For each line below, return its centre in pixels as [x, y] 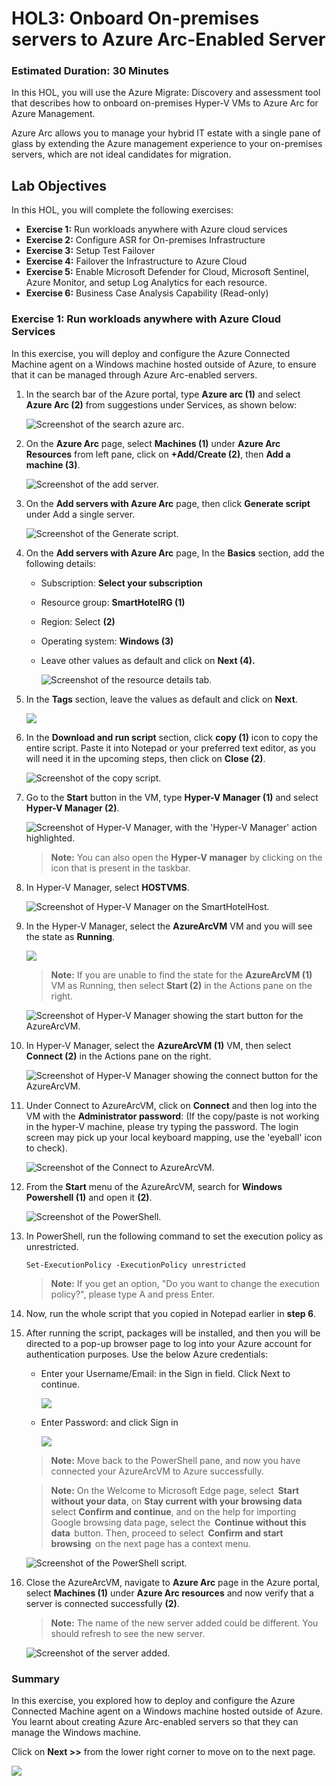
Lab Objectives [59, 185]
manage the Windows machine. [76, 1732]
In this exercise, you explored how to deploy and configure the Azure [153, 1700]
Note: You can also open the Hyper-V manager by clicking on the [186, 857]
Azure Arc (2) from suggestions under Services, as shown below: [161, 404]
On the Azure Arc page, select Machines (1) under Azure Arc [153, 443]
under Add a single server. [80, 514]
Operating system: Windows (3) [107, 641]
